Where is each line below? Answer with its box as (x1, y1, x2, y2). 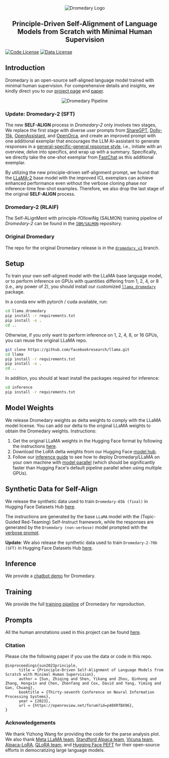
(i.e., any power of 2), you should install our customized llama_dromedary (5, 283, 156, 290)
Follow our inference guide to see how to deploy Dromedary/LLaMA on (12, 454, 160, 460)
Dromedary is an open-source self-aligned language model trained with (5, 77, 154, 83)
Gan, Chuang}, (5, 685, 35, 691)
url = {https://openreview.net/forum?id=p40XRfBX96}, (18, 703, 135, 708)
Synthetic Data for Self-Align (5, 485, 98, 493)
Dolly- (149, 127, 162, 133)
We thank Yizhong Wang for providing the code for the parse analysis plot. (5, 731, 160, 737)
